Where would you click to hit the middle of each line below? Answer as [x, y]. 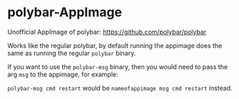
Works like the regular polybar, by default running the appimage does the [115, 45]
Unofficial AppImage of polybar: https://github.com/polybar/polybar [107, 32]
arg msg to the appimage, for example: [63, 74]
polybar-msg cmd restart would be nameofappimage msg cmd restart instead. [120, 88]
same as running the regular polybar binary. [72, 53]
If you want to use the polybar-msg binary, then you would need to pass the [118, 66]
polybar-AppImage [65, 12]
